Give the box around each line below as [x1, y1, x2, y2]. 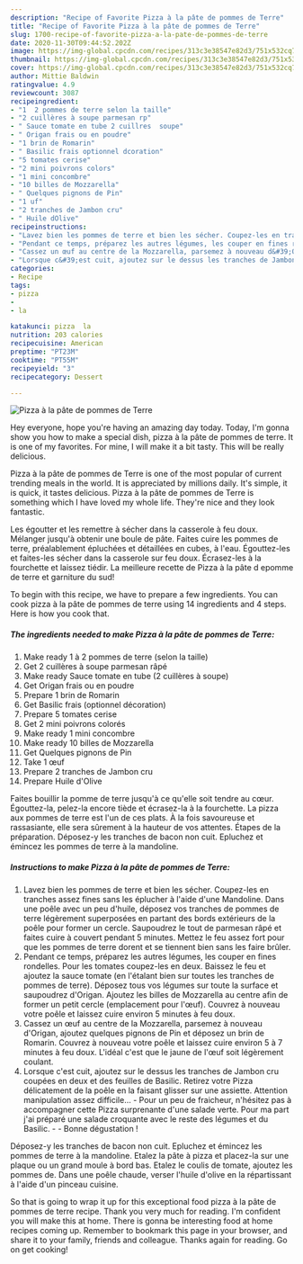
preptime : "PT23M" [10, 347, 79, 356]
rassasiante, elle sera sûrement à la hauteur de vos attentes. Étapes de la [10, 822, 281, 833]
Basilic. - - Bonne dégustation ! [22, 1124, 138, 1134]
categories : [10, 264, 55, 273]
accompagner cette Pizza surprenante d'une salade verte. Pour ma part [22, 1104, 290, 1116]
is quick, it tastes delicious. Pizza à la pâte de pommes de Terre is [10, 488, 254, 498]
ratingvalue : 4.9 [10, 80, 76, 89]
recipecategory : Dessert [10, 372, 103, 381]
